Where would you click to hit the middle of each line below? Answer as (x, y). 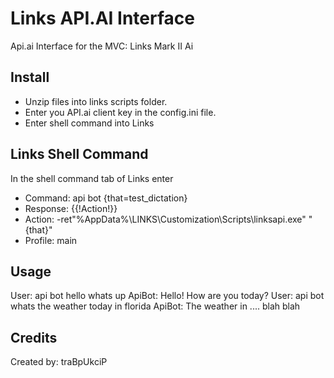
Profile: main (51, 240)
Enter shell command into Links (89, 123)
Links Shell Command (79, 154)
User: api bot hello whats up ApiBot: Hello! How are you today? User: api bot (167, 296)
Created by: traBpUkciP (59, 362)
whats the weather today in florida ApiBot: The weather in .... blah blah (155, 306)
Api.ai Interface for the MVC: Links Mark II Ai (102, 46)
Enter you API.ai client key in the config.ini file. (120, 112)
